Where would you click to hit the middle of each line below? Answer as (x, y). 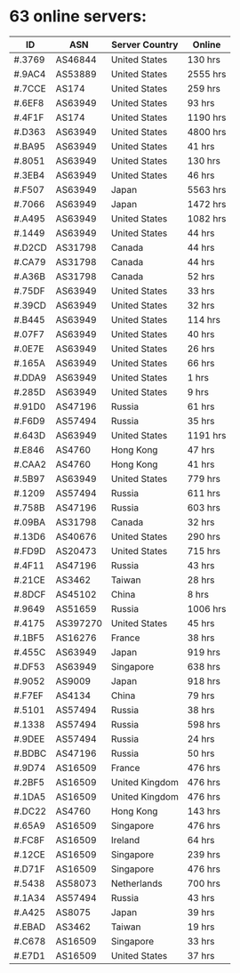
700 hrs (204, 883)
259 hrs (204, 88)
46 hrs (201, 175)
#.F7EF (29, 696)
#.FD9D (30, 551)
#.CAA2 (30, 464)
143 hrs (204, 811)
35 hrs (201, 421)
